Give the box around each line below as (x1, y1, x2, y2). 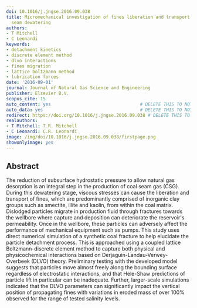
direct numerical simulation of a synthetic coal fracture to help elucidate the (6, 233, 189, 240)
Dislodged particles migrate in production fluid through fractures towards (6, 208, 183, 215)
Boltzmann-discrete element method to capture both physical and (6, 245, 165, 252)
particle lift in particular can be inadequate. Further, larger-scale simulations (6, 276, 189, 283)
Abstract (6, 161, 39, 171)
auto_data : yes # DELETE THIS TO (6, 107, 182, 113)
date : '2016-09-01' (6, 80, 54, 86)
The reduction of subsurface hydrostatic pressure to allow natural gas (6, 177, 175, 184)
